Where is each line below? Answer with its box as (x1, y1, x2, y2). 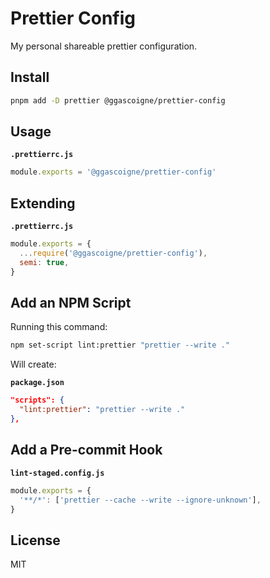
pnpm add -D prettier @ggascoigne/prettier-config (10, 95, 226, 106)
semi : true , (19, 257, 70, 267)
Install (10, 69, 50, 86)
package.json (10, 378, 65, 388)
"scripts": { (10, 395, 65, 406)
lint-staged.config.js (10, 468, 105, 478)
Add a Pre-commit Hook (10, 442, 163, 459)
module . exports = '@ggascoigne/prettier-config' (10, 167, 217, 177)
